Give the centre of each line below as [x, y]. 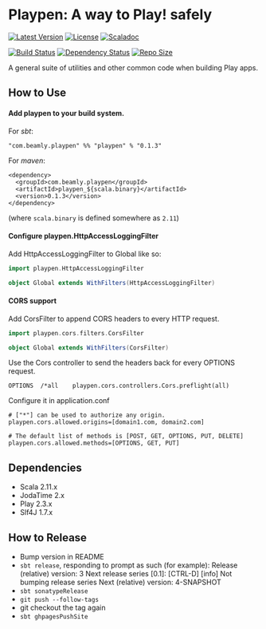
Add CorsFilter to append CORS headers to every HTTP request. [114, 318]
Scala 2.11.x [39, 487]
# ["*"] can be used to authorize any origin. [87, 415]
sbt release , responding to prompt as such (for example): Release [129, 565]
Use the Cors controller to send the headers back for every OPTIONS [121, 363]
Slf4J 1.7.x [36, 512]
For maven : [27, 160]
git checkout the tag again [63, 607]
